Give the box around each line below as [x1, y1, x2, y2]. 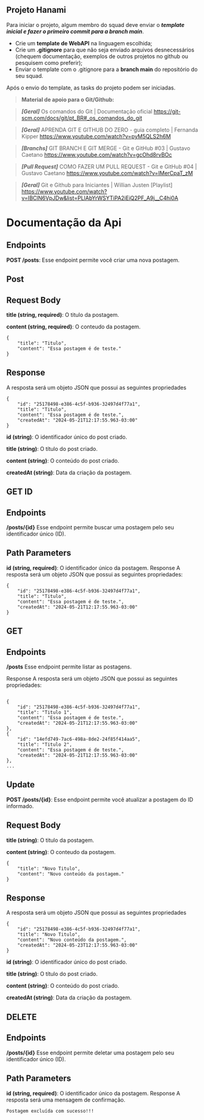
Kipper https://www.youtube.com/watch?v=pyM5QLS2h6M [21, 132, 171, 140]
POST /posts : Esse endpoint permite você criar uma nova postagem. [6, 256, 180, 263]
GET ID [6, 486, 33, 497]
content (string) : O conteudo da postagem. [6, 848, 116, 855]
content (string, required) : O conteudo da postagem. [6, 323, 141, 330]
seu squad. [15, 72, 44, 79]
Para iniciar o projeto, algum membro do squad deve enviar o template [6, 21, 185, 28]
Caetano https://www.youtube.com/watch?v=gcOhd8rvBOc [21, 151, 172, 158]
